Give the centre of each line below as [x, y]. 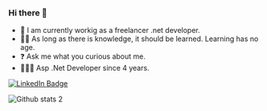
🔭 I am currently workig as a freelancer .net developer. [110, 31]
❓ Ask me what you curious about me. [83, 56]
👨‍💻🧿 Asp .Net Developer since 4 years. [85, 68]
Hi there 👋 [28, 13]
